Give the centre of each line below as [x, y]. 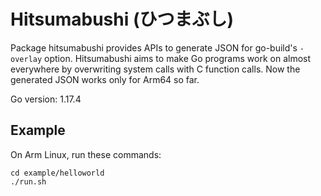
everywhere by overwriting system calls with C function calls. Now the [155, 69]
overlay [26, 59]
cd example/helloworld [57, 173]
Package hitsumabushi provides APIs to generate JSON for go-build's [154, 47]
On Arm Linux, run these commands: [86, 154]
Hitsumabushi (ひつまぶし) [122, 19]
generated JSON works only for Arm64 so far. [105, 79]
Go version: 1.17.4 [46, 99]
